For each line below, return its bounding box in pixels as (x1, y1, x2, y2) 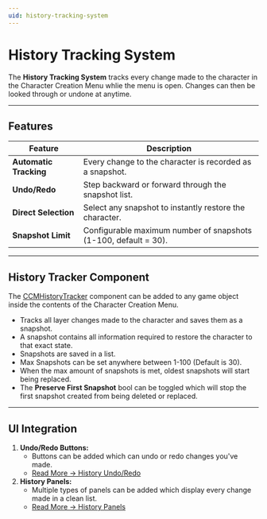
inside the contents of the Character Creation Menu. (8, 300, 179, 310)
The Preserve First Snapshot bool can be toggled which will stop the (19, 383, 247, 393)
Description (146, 143, 192, 154)
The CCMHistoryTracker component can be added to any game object (8, 292, 239, 301)
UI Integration (8, 422, 78, 436)
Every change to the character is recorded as (83, 157, 252, 168)
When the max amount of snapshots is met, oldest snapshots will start (19, 366, 250, 376)
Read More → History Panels (31, 502, 126, 511)
